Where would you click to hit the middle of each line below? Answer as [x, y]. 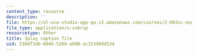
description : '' [26, 17]
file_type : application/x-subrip [47, 28]
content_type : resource [35, 11]
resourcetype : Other [32, 33]
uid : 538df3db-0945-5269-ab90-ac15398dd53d [60, 44]
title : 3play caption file [39, 38]
